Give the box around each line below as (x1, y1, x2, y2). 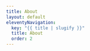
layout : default (6, 14, 46, 20)
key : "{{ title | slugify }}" (11, 25, 85, 31)
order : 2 (11, 36, 33, 42)
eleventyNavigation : (6, 19, 57, 25)
